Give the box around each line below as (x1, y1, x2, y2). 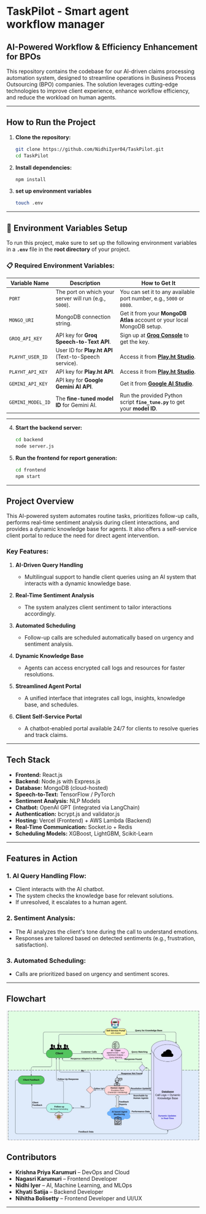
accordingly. (24, 609, 56, 617)
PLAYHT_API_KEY (9, 369, 48, 376)
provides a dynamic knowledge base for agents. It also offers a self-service (6, 525, 197, 533)
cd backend (15, 437, 44, 443)
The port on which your (55, 288, 115, 296)
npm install (15, 176, 46, 182)
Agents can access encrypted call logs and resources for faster (24, 664, 185, 671)
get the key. (120, 338, 150, 345)
